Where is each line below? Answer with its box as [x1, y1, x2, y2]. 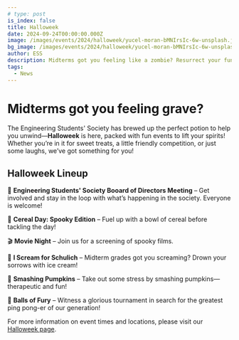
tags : [7, 63, 23, 70]
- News [14, 70, 33, 77]
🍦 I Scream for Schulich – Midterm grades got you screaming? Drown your [7, 253, 227, 262]
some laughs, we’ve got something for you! [7, 147, 134, 155]
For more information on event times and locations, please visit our [7, 317, 203, 326]
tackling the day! [7, 223, 56, 231]
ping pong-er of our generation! [7, 304, 101, 312]
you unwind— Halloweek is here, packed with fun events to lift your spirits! [7, 132, 225, 140]
